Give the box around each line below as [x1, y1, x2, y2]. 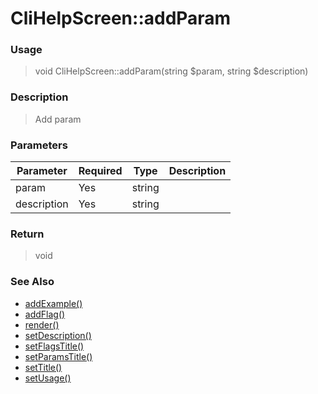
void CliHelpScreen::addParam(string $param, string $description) [34, 65, 309, 77]
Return [10, 227, 45, 241]
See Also [10, 275, 55, 289]
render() [24, 318, 60, 331]
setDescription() [24, 329, 92, 341]
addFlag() [24, 308, 66, 320]
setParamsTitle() [24, 350, 93, 362]
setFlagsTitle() [24, 340, 85, 352]
